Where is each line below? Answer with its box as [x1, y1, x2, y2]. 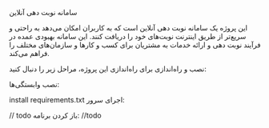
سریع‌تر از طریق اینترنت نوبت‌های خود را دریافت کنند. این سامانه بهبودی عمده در [9, 32, 247, 41]
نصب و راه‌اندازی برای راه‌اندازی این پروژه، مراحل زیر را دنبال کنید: [9, 64, 207, 74]
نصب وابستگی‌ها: [9, 80, 60, 89]
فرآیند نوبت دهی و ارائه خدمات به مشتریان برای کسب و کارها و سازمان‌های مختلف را [9, 40, 261, 50]
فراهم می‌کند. [9, 49, 50, 58]
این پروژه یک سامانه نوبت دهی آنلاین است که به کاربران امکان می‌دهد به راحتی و [9, 23, 247, 32]
